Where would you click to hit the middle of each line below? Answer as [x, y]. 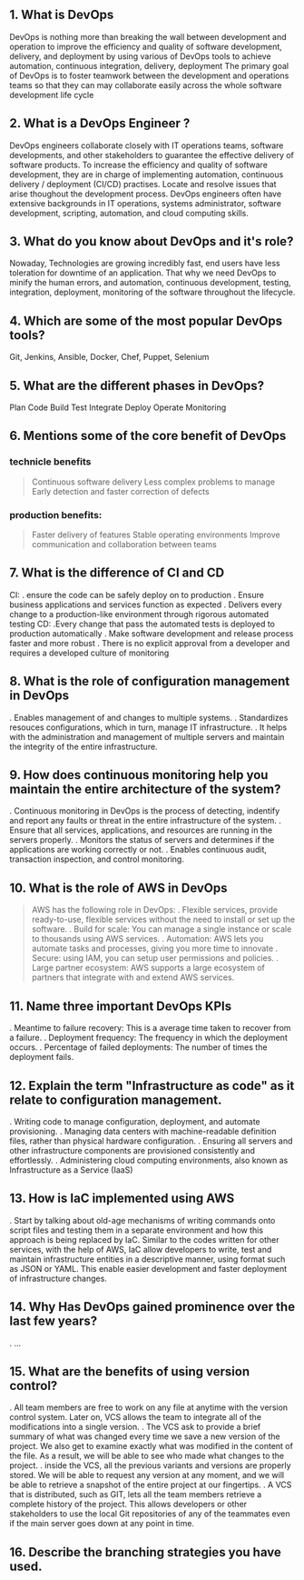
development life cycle [52, 95]
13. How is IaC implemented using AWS [122, 1199]
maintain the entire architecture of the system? [145, 790]
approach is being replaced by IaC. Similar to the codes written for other [144, 1239]
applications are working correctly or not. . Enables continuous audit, [138, 850]
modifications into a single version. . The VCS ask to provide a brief [135, 1427]
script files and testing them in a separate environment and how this [137, 1230]
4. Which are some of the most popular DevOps [146, 320]
